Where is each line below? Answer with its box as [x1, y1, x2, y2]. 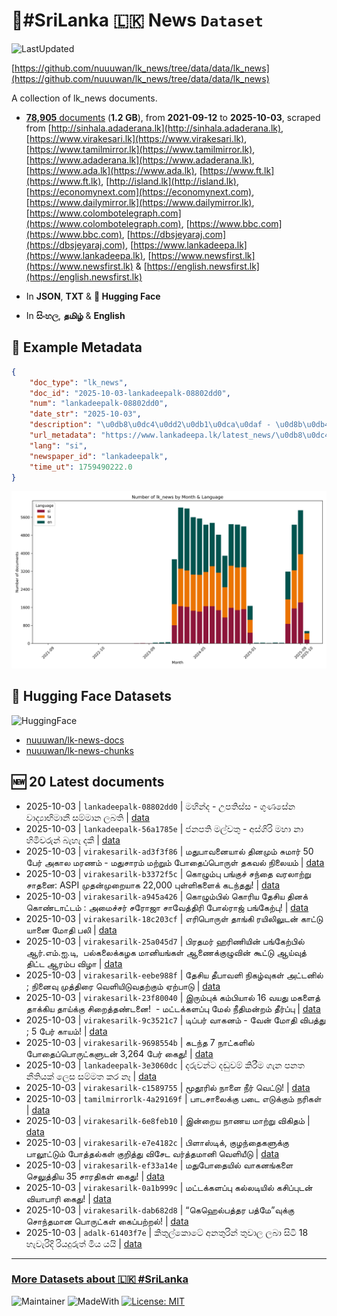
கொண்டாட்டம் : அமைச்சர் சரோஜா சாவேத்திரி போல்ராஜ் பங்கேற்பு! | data [25, 901, 309, 913]
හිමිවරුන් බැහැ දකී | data [25, 834, 121, 846]
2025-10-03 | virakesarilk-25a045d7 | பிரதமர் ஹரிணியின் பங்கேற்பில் [25, 935, 305, 947]
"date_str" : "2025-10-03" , [29, 409, 142, 419]
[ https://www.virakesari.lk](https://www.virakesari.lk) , [25, 132, 248, 144]
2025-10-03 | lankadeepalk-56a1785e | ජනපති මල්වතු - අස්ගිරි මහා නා [25, 822, 304, 834]
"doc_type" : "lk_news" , [29, 377, 129, 388]
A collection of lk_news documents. [11, 92, 158, 104]
